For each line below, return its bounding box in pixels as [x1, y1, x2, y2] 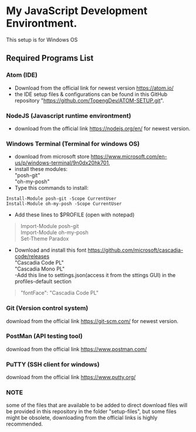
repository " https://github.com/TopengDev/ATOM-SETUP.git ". [14, 97, 164, 104]
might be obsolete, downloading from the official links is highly [6, 414, 158, 421]
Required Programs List [6, 53, 94, 63]
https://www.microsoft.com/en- [90, 153, 167, 160]
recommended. [6, 420, 43, 428]
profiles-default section [14, 278, 72, 285]
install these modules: [14, 166, 68, 173]
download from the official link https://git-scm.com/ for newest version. [6, 317, 179, 325]
